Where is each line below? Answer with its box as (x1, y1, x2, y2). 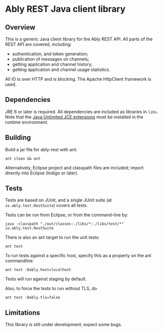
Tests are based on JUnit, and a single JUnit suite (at (5, 197, 112, 203)
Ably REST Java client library (5, 3, 126, 15)
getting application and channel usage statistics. (12, 66, 110, 72)
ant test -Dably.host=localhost (5, 267, 71, 272)
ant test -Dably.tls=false (5, 295, 60, 300)
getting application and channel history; (12, 62, 93, 67)
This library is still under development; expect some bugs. (5, 322, 122, 328)
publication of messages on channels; (12, 56, 89, 62)
